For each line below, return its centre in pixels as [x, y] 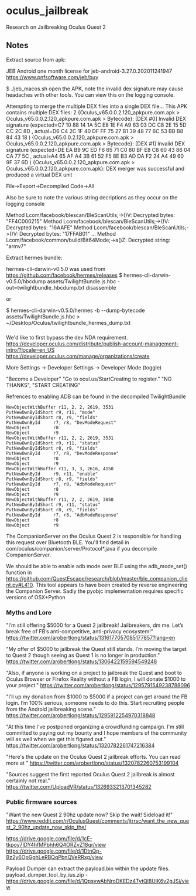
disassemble [101, 287]
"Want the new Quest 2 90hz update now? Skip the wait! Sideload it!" [90, 815]
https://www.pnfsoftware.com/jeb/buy [52, 77]
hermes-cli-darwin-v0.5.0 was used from [56, 269]
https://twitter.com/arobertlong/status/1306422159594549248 [82, 661]
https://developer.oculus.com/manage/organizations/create [78, 356]
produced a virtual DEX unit [39, 175]
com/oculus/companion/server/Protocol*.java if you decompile [82, 548]
